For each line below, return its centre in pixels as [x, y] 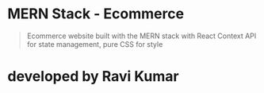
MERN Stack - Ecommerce [96, 14]
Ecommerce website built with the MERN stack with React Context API [142, 36]
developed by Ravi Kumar [93, 77]
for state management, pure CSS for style [95, 44]
